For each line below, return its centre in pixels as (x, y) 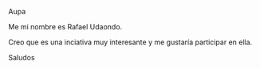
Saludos (22, 57)
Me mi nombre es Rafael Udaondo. (65, 27)
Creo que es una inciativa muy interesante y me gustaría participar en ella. (130, 42)
